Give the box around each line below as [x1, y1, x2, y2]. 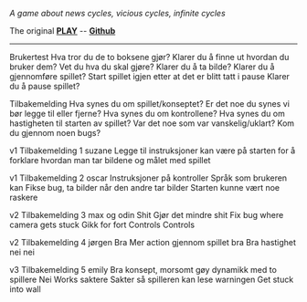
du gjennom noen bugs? [9, 128, 101, 138]
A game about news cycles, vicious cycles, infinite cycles [9, 8, 226, 18]
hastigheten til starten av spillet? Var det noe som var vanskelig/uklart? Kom [9, 118, 295, 129]
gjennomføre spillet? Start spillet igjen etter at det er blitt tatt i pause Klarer [9, 71, 291, 81]
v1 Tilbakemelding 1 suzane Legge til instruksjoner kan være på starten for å [9, 145, 296, 156]
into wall [9, 284, 41, 295]
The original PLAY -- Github [9, 26, 116, 36]
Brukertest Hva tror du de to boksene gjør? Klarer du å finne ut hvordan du [9, 52, 290, 62]
